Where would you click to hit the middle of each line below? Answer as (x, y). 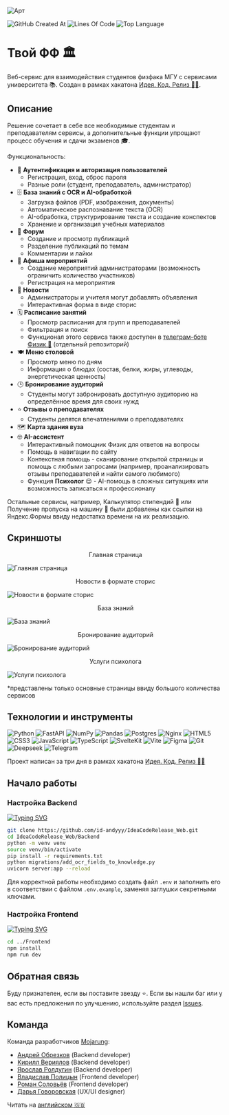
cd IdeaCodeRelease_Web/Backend (53, 837)
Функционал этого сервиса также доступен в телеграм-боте (117, 337)
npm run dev (24, 955)
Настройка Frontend (43, 915)
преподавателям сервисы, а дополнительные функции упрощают (104, 133)
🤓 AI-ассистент (41, 437)
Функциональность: (36, 156)
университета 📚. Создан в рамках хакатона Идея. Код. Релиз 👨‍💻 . (104, 84)
